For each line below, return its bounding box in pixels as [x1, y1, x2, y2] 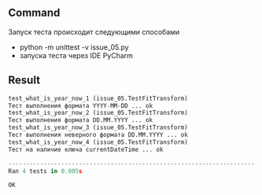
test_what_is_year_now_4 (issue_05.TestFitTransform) [8, 138, 189, 146]
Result [8, 74, 41, 87]
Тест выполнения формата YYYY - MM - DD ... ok [8, 101, 153, 109]
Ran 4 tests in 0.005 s [8, 167, 83, 175]
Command [8, 6, 61, 20]
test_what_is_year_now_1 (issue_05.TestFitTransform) [8, 94, 189, 102]
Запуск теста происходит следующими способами [8, 27, 180, 36]
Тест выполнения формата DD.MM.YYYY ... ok [8, 116, 153, 124]
